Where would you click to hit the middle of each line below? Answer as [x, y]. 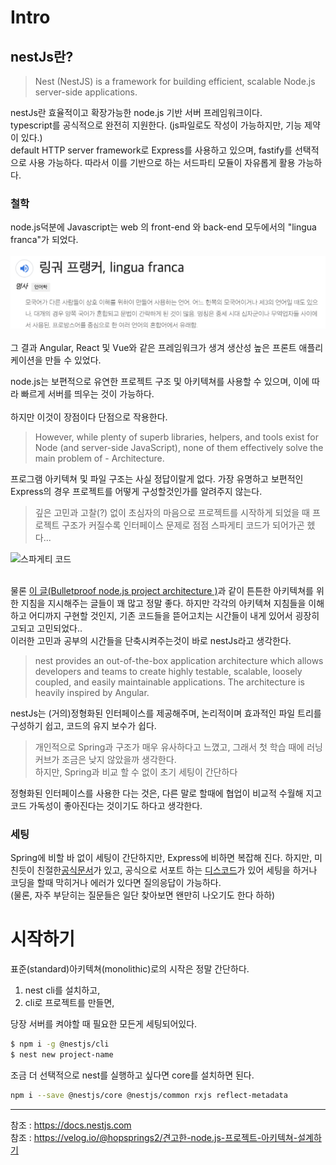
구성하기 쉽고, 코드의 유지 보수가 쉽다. [83, 725]
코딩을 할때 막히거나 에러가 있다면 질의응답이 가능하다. [116, 883]
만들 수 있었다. [73, 360]
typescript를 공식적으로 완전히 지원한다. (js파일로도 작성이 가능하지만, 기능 [156, 125]
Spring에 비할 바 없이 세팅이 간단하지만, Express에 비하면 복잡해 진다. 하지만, [161, 858]
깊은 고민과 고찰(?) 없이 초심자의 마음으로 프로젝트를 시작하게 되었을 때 [172, 512]
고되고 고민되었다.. [46, 628]
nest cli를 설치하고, [62, 990]
